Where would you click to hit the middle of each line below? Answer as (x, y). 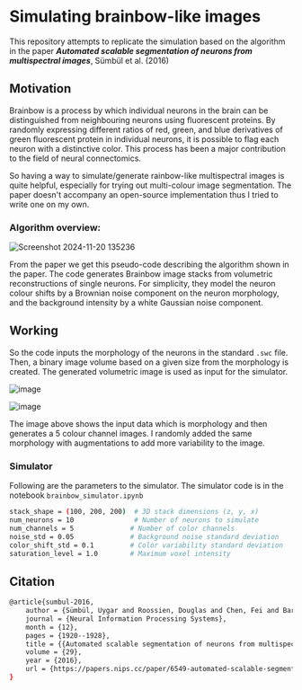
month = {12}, (52, 627)
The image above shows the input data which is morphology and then (138, 423)
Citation (32, 581)
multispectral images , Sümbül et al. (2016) (89, 60)
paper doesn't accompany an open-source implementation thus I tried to (144, 194)
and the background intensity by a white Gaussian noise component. (136, 303)
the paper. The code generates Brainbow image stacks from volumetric (141, 274)
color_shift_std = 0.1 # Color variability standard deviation (146, 545)
